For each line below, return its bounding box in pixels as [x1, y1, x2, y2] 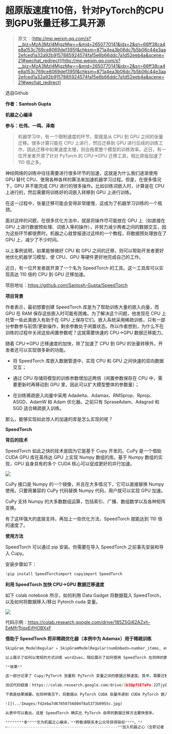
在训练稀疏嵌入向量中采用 [12, 392, 67, 398]
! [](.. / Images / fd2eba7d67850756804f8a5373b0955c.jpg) [5, 701, 123, 706]
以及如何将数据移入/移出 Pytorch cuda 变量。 [5, 598, 101, 605]
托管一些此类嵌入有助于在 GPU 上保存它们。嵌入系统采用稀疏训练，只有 [5, 316, 157, 323]
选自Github [5, 90, 29, 96]
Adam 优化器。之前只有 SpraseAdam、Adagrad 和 [53, 398, 160, 405]
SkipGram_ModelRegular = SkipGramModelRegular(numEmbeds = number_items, [5, 645, 161, 651]
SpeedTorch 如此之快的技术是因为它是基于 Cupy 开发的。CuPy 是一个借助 [5, 447, 162, 454]
